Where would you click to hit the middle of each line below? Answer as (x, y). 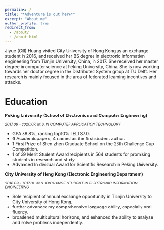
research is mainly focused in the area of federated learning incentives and (81, 77)
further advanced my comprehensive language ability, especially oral (82, 207)
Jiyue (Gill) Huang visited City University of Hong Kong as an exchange (77, 51)
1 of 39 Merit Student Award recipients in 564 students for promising (81, 154)
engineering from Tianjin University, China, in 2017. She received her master (82, 61)
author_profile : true (27, 23)
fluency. (20, 212)
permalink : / (18, 10)
